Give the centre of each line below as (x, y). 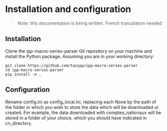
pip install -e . (23, 74)
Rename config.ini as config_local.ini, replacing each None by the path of (81, 102)
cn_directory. (19, 123)
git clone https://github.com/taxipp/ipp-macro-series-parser (71, 65)
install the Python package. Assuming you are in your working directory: (80, 56)
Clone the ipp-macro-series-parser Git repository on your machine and (78, 51)
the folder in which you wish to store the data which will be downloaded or (82, 107)
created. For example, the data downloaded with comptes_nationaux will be (83, 112)
